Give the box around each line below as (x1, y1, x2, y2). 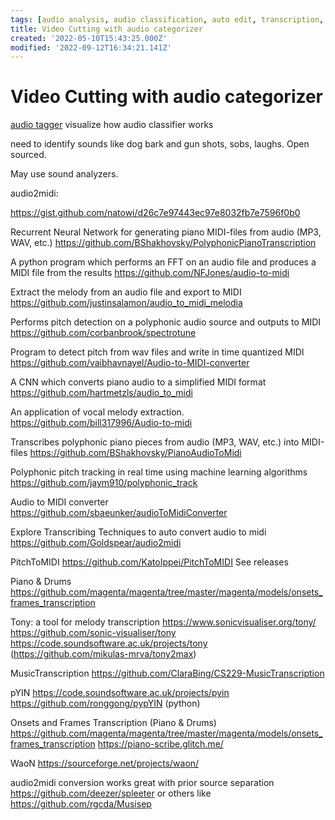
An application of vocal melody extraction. (10, 406, 185, 418)
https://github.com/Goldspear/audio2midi (10, 537, 182, 549)
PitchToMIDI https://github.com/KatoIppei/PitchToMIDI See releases (10, 556, 289, 568)
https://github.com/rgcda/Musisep (10, 798, 152, 810)
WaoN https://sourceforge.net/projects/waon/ (10, 757, 200, 770)
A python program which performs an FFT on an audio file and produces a (10, 256, 317, 268)
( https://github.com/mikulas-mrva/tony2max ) (10, 648, 197, 660)
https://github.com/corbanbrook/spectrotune (10, 327, 197, 339)
